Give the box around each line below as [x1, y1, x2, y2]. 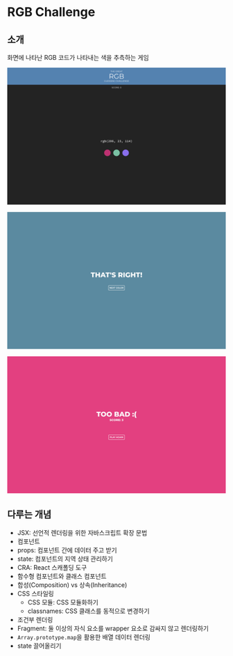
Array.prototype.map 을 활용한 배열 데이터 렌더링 [17, 632, 151, 641]
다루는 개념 [7, 509, 52, 520]
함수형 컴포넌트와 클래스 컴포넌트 [17, 572, 107, 580]
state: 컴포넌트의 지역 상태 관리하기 [17, 554, 113, 563]
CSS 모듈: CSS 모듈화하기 [27, 598, 98, 606]
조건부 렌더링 [17, 615, 53, 623]
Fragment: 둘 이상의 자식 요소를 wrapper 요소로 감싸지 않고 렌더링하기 [17, 624, 209, 632]
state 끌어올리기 [17, 641, 62, 650]
